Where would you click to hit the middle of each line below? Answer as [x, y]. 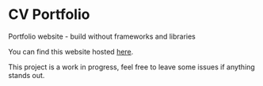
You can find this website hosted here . [71, 51]
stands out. [27, 75]
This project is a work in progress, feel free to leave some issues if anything [131, 67]
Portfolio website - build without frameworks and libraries [102, 36]
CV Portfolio [49, 15]
